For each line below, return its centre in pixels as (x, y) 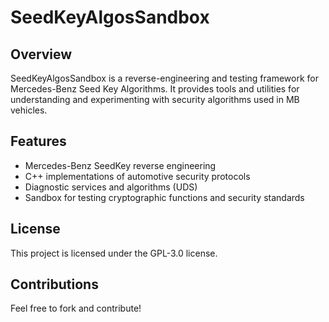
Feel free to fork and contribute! (76, 308)
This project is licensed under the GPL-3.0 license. (114, 253)
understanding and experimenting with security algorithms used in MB (155, 99)
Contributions (54, 284)
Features (38, 141)
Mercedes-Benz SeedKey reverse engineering (120, 165)
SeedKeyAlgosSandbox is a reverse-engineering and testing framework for (164, 78)
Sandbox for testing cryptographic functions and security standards (164, 197)
